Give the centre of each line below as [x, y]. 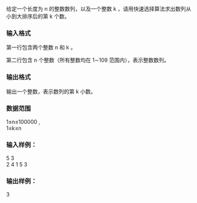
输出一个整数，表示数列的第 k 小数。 [51, 91]
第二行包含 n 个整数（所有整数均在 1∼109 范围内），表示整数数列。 [88, 60]
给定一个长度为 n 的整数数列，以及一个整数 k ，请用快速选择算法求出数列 [96, 9]
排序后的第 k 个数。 [46, 16]
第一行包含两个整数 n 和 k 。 [41, 47]
